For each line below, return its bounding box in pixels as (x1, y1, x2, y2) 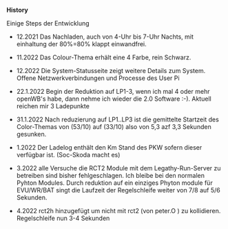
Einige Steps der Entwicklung (6, 19, 90, 27)
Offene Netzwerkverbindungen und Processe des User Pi (16, 74, 180, 82)
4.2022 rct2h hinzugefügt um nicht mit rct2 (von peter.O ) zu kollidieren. (16, 207, 221, 215)
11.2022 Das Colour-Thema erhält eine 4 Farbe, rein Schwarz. (16, 53, 191, 61)
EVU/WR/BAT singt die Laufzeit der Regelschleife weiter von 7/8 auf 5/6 (16, 186, 221, 194)
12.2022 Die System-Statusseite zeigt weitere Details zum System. (16, 67, 206, 74)
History (6, 6, 29, 14)
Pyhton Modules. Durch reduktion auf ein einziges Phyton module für (16, 179, 213, 187)
